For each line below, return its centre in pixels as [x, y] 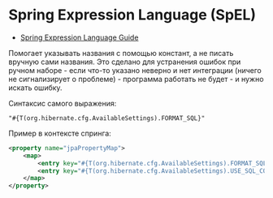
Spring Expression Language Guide [79, 37]
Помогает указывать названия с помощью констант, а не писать [121, 53]
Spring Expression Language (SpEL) [132, 15]
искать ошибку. [35, 88]
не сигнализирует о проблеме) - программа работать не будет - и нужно [136, 79]
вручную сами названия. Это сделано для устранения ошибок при [125, 62]
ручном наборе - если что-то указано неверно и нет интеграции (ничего [135, 70]
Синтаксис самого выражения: [63, 103]
